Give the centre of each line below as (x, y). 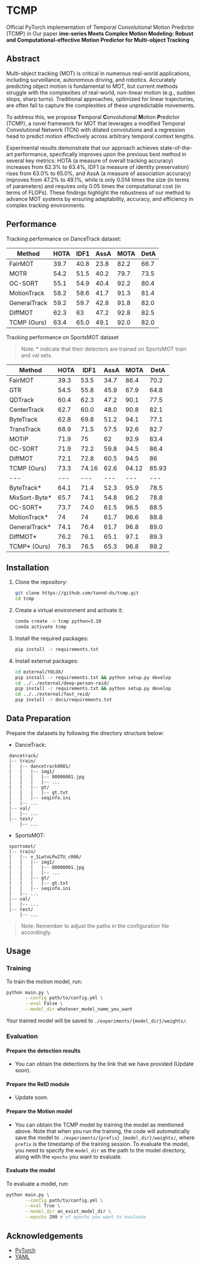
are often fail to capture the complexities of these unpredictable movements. (101, 105)
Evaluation (22, 1036)
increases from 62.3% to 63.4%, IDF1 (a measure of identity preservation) (97, 167)
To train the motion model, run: (44, 982)
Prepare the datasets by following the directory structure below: (85, 733)
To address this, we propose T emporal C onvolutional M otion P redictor (93, 117)
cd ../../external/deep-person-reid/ (62, 683)
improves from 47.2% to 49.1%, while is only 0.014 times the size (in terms (98, 180)
